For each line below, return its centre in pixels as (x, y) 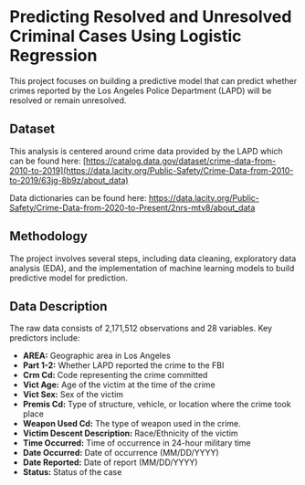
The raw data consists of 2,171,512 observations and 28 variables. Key (141, 328)
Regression (53, 56)
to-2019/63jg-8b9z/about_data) (69, 180)
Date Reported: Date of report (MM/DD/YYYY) (110, 462)
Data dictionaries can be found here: (78, 197)
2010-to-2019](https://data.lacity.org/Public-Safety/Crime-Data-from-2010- (152, 170)
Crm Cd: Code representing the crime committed (115, 375)
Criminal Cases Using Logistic (126, 36)
